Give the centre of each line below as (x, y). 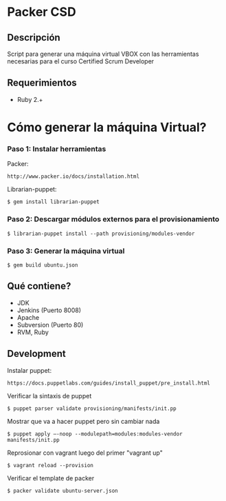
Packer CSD (42, 12)
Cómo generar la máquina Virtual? (107, 127)
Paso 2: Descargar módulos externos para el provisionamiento (113, 219)
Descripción (34, 38)
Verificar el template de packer (51, 478)
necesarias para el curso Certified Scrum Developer (81, 61)
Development (37, 354)
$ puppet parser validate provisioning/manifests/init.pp (92, 408)
